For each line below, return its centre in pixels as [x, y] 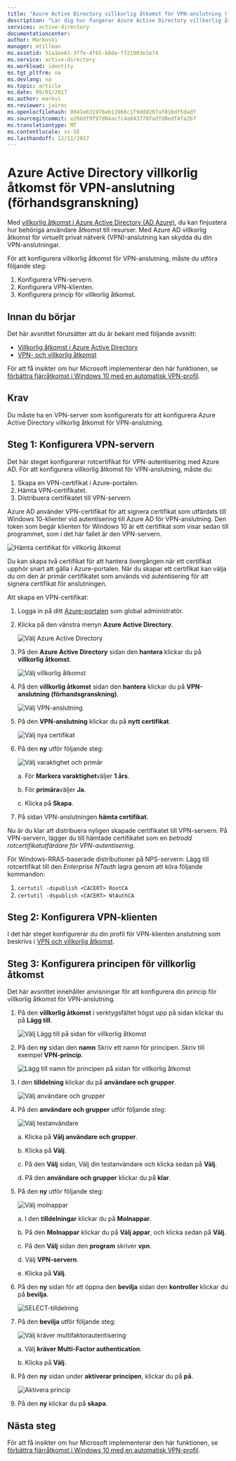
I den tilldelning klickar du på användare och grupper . [97, 1082]
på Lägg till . [35, 1020]
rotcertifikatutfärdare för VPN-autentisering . [71, 845]
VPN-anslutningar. [34, 245]
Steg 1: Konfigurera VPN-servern [81, 445]
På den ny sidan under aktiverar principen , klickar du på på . [105, 1377]
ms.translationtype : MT [42, 125]
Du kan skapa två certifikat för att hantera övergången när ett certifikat [110, 561]
